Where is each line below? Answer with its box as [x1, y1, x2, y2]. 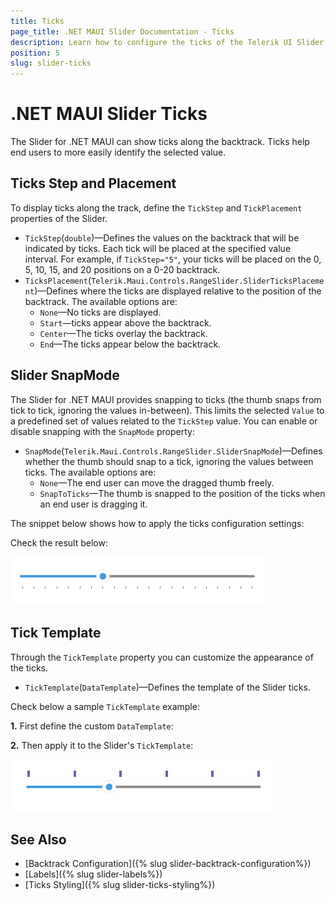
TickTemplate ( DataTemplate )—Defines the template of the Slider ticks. [24, 681, 311, 693]
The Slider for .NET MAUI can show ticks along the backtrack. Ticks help [10, 136, 310, 148]
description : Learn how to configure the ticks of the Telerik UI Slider [10, 37, 325, 47]
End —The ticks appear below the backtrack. [39, 338, 222, 350]
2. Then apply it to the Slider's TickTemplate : [10, 739, 194, 751]
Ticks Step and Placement [10, 175, 177, 192]
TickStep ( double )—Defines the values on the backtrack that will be [24, 231, 300, 244]
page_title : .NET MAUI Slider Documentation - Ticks [10, 26, 235, 37]
